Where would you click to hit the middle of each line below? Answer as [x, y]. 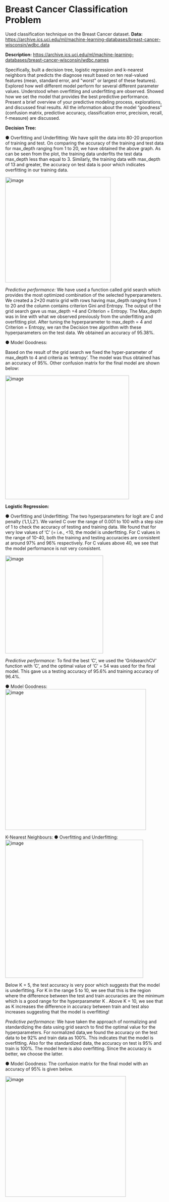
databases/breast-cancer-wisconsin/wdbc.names [57, 60]
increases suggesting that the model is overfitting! [57, 1011]
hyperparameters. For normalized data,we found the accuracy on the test [81, 1032]
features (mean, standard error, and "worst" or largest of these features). [81, 80]
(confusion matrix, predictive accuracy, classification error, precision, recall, [84, 113]
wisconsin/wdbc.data [27, 44]
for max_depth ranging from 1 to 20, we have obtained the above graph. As [83, 148]
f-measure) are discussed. [33, 118]
